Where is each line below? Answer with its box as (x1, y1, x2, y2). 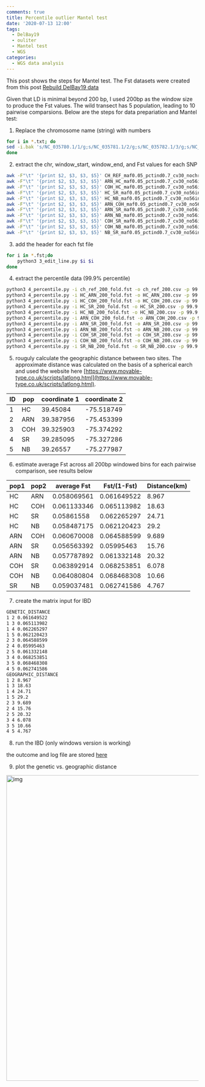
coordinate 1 (41, 395, 79, 403)
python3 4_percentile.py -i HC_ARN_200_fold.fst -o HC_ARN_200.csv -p (6, 292, 190, 298)
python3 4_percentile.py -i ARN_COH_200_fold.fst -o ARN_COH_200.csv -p (6, 315, 195, 321)
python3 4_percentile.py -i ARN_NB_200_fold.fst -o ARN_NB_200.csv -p (6, 326, 190, 333)
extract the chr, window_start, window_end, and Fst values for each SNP (15, 161, 198, 168)
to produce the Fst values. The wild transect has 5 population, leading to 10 (6, 101, 195, 109)
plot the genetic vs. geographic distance (15, 763, 117, 770)
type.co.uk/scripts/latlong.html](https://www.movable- (15, 374, 153, 381)
